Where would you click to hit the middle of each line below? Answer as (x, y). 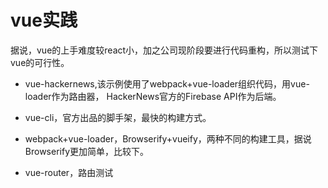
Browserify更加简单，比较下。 (86, 151)
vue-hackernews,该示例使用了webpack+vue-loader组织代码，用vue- (167, 83)
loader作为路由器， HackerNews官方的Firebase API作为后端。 (153, 96)
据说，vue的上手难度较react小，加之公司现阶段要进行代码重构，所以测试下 (164, 50)
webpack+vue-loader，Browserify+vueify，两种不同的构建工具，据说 (168, 138)
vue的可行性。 (40, 62)
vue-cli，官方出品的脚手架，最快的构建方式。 (118, 117)
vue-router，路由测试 (69, 172)
